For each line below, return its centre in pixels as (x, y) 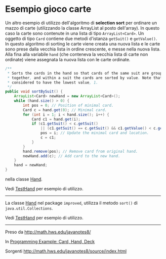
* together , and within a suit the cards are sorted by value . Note (79, 78)
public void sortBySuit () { (34, 92)
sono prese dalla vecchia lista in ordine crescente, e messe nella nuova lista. (83, 49)
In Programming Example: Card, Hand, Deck (50, 242)
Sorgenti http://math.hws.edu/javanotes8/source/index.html (66, 251)
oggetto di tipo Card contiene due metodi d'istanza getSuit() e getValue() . (81, 39)
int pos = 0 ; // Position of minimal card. (68, 105)
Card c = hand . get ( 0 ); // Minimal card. (65, 110)
